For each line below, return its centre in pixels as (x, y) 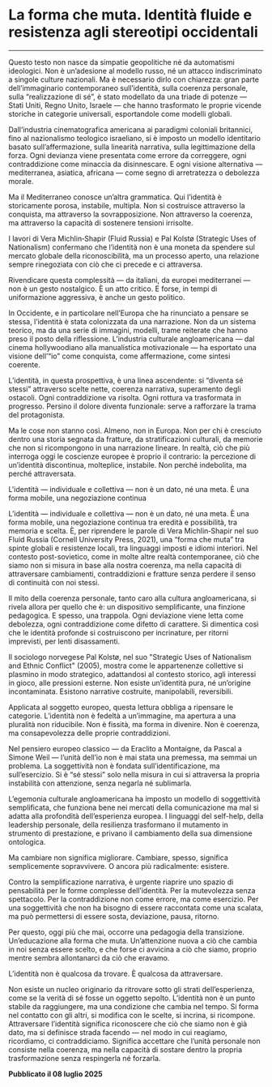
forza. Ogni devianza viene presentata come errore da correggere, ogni (127, 155)
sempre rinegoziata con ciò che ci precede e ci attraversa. (106, 264)
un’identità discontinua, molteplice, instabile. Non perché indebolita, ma (127, 464)
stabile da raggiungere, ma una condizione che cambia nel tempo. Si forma (134, 1006)
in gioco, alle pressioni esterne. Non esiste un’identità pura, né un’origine (130, 683)
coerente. (24, 364)
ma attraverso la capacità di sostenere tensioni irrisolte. (101, 223)
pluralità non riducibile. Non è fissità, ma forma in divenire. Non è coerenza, (134, 724)
